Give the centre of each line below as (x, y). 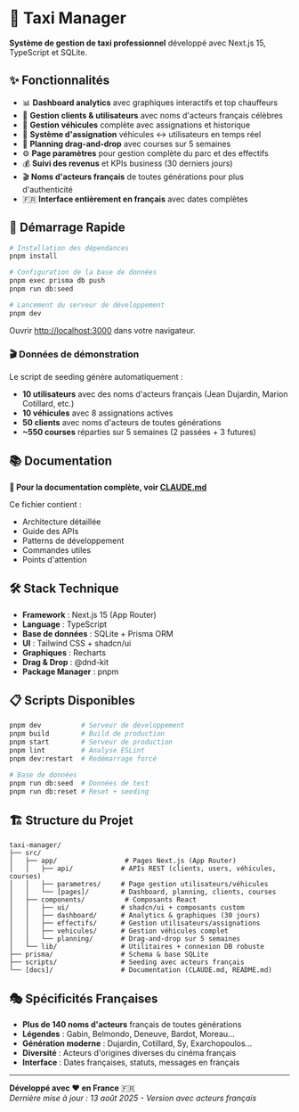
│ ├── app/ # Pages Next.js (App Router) (123, 861)
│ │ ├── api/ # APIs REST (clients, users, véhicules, (143, 869)
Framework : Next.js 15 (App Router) (89, 614)
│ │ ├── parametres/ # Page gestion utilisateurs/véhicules (139, 885)
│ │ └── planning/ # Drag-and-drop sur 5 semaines (125, 939)
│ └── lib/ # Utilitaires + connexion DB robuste (137, 947)
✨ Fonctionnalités (60, 81)
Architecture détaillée (61, 522)
